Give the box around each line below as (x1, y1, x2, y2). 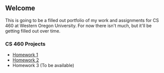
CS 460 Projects (5, 40, 46, 47)
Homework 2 (12, 57, 39, 63)
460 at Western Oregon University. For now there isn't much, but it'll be (5, 22, 152, 28)
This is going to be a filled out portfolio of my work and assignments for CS (5, 17, 160, 23)
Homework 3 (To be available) (12, 62, 75, 68)
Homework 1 (12, 52, 38, 58)
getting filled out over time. (5, 27, 61, 34)
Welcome (5, 4, 35, 12)
